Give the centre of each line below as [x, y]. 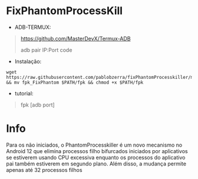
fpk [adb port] [37, 105]
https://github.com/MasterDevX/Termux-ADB [75, 38]
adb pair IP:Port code [46, 50]
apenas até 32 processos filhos [44, 170]
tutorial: [24, 93]
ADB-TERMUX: [33, 27]
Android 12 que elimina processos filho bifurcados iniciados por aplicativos [97, 151]
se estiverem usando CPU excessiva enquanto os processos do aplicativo [96, 157]
